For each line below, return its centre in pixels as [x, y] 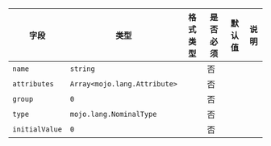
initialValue [38, 129]
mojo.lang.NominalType [113, 114]
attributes [33, 84]
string [82, 69]
